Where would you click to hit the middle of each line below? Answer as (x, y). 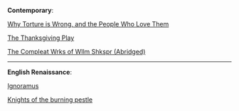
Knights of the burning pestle (50, 100)
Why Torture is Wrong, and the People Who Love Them (88, 24)
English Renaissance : (40, 72)
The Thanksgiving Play (41, 38)
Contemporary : (31, 10)
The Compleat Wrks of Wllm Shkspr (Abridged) (76, 52)
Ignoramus (23, 86)
